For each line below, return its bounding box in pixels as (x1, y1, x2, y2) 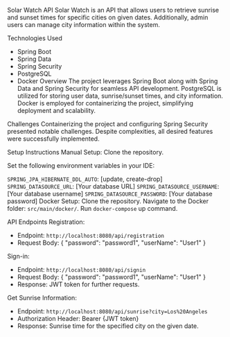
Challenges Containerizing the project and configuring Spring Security (7, 120, 209, 128)
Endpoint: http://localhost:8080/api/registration (17, 232, 165, 239)
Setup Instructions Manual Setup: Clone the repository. (7, 148, 164, 156)
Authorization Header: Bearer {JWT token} (17, 315, 139, 322)
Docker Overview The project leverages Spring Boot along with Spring (17, 77, 218, 85)
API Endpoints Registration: (7, 218, 85, 226)
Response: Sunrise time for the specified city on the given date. (17, 322, 199, 330)
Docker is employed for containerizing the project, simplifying (17, 99, 194, 107)
